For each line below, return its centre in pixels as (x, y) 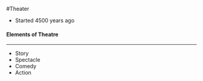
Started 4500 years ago (45, 20)
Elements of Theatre (32, 34)
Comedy (26, 66)
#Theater (18, 9)
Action (23, 73)
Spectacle (27, 60)
